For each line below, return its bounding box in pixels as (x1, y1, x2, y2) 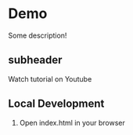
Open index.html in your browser (19, 118, 125, 127)
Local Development (8, 97, 105, 111)
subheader (8, 53, 63, 67)
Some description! (8, 31, 67, 40)
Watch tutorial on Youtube (8, 74, 92, 83)
